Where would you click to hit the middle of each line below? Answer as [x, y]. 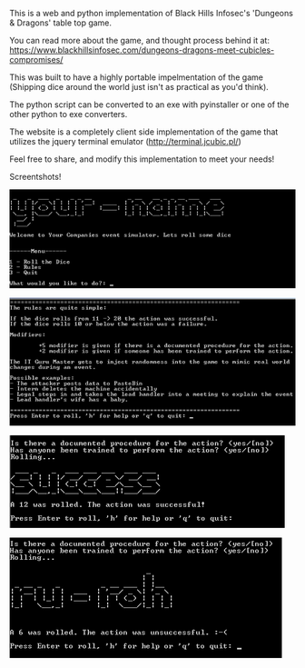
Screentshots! [35, 177]
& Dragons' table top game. [60, 23]
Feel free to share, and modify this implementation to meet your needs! [142, 159]
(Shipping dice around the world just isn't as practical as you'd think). [139, 87]
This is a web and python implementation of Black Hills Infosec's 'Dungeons [151, 13]
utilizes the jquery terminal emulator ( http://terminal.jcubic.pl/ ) [126, 141]
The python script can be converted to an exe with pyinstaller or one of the [149, 105]
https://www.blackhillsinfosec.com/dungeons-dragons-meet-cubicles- [142, 50]
